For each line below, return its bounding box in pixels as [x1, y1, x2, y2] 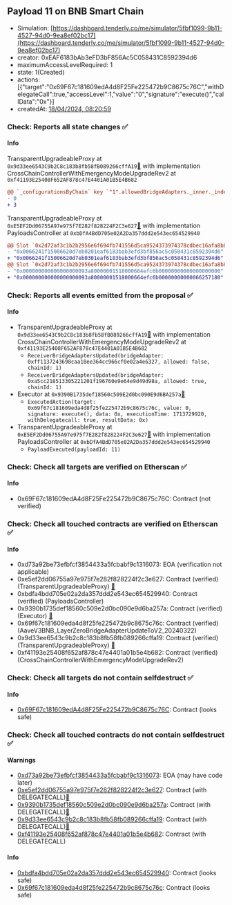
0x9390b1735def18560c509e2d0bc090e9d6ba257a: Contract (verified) [17, 604, 223, 613]
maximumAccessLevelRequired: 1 [17, 60, 113, 68]
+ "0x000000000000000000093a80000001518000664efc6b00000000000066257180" [7, 274, 224, 281]
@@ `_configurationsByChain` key [7, 188, 104, 196]
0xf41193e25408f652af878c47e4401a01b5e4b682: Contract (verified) [17, 649, 218, 657]
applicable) [17, 568, 50, 576]
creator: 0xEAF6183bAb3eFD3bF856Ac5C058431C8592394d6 [17, 53, 197, 62]
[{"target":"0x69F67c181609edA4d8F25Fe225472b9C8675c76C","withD [17, 82, 224, 91]
